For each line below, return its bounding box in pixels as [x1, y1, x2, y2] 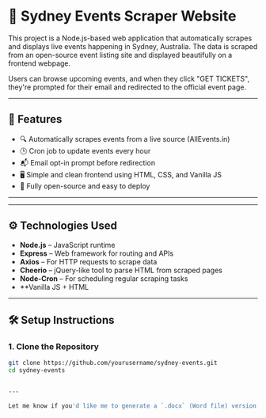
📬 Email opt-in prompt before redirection [19, 158, 156, 167]
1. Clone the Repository [8, 340, 99, 351]
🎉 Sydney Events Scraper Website [8, 7, 237, 25]
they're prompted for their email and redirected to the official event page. [8, 82, 247, 92]
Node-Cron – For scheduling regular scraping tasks [19, 273, 188, 283]
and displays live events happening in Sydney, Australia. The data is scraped [8, 41, 258, 51]
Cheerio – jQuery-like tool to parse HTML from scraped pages [19, 265, 223, 275]
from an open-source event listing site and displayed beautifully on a [8, 50, 233, 59]
